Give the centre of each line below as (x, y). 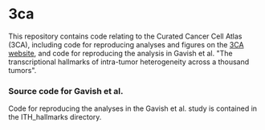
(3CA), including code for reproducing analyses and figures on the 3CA (126, 44)
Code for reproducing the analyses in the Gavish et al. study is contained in (133, 108)
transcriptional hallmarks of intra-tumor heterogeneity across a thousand (129, 62)
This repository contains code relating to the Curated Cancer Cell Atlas (125, 36)
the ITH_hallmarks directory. (55, 117)
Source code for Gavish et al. (66, 91)
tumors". (22, 70)
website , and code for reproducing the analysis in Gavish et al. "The (120, 53)
